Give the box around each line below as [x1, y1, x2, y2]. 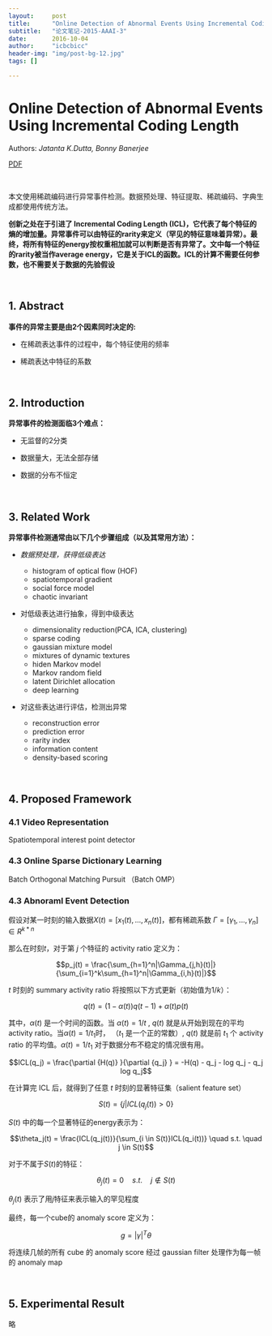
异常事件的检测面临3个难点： [8, 419, 106, 429]
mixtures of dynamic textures [32, 651, 130, 661]
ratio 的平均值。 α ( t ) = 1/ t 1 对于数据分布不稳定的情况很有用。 [8, 1040, 209, 1051]
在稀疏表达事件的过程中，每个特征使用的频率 [19, 338, 170, 349]
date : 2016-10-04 [8, 34, 89, 43]
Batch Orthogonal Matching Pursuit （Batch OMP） [8, 874, 180, 885]
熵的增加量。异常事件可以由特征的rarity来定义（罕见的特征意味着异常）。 [8, 229, 251, 239]
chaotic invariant [32, 592, 88, 601]
